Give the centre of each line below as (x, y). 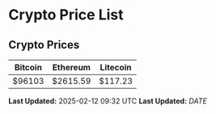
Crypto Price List (66, 15)
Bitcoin (28, 68)
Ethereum (72, 68)
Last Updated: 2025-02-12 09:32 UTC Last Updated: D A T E (108, 101)
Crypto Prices (44, 45)
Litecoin (116, 68)
